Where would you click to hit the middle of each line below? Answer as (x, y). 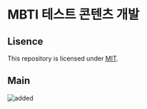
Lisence (25, 41)
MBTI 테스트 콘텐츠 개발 (73, 15)
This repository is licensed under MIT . (63, 58)
